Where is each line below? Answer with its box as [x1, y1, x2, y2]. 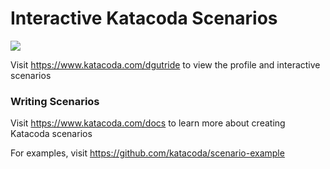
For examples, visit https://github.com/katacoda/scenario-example [10, 147, 285, 159]
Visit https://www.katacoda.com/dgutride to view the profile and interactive [10, 58, 321, 71]
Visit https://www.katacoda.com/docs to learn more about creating [10, 117, 286, 129]
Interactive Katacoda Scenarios [10, 7, 278, 30]
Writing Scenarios [10, 94, 100, 108]
